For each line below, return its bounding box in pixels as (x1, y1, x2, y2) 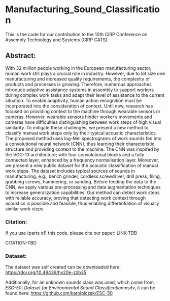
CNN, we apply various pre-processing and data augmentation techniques (5, 184, 161, 190)
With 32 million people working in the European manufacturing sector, (5, 65, 152, 71)
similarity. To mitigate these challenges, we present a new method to (5, 124, 149, 130)
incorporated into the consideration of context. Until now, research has (5, 103, 153, 109)
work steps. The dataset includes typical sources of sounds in (5, 168, 135, 174)
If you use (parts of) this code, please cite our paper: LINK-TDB (5, 230, 137, 236)
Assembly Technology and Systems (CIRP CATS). (5, 37, 109, 43)
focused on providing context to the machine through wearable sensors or (5, 108, 161, 114)
